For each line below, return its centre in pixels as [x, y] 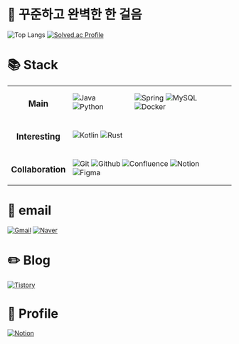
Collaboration [38, 170]
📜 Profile [33, 313]
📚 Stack [33, 65]
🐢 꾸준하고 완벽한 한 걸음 [75, 15]
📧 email [30, 210]
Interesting [38, 137]
